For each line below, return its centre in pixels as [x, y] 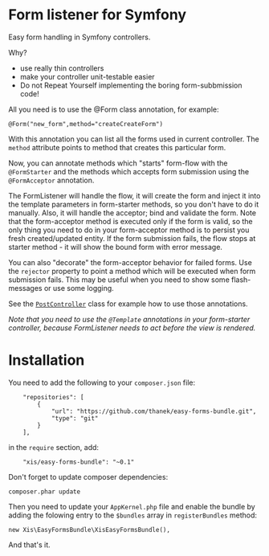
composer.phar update [45, 492]
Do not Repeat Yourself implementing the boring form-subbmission [131, 85]
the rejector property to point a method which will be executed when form [132, 271]
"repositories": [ [53, 397]
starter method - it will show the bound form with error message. [116, 247]
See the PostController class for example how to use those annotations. [128, 304]
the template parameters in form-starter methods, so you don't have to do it [134, 204]
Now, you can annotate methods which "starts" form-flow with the [118, 163]
